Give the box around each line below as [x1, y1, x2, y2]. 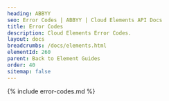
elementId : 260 [7, 49, 51, 56]
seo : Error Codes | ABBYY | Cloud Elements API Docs [7, 17, 163, 24]
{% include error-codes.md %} [7, 87, 96, 95]
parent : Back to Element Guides [7, 55, 100, 62]
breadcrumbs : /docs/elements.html [7, 42, 107, 49]
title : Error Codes [7, 23, 64, 30]
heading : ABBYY [7, 10, 51, 17]
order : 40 [7, 62, 36, 68]
